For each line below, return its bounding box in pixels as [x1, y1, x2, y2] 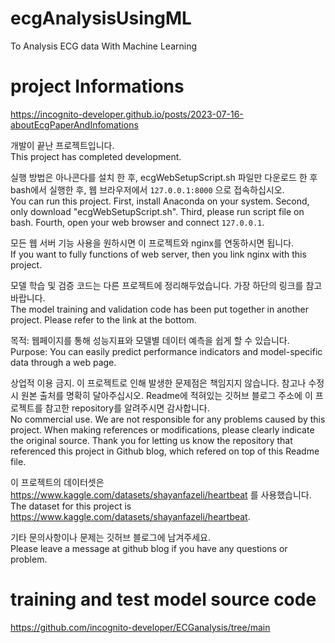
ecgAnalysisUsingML [10, 7, 192, 30]
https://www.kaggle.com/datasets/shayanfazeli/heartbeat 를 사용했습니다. [10, 488, 312, 501]
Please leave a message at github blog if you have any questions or [10, 542, 288, 554]
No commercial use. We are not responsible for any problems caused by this [10, 413, 326, 425]
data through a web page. [10, 356, 117, 368]
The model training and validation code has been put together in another [10, 303, 310, 315]
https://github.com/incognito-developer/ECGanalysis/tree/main [10, 621, 271, 633]
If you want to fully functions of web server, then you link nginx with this [10, 248, 307, 260]
